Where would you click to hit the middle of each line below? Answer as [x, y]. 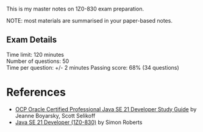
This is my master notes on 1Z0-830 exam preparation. [75, 9]
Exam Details [32, 40]
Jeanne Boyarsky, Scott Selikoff [55, 116]
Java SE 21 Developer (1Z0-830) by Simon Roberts [79, 122]
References [36, 92]
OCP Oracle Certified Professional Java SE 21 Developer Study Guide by [106, 109]
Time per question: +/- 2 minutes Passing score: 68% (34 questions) [93, 67]
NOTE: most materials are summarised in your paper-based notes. [89, 20]
